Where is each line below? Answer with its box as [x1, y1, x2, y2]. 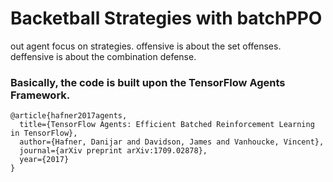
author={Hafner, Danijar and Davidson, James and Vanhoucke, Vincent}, [19, 137, 325, 147]
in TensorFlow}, [10, 128, 78, 139]
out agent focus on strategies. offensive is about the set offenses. [10, 40, 282, 52]
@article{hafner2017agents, [10, 111, 128, 121]
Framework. [10, 88, 71, 102]
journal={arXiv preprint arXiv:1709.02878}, [19, 146, 208, 156]
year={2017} [19, 155, 70, 165]
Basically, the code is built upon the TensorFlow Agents [10, 75, 286, 89]
